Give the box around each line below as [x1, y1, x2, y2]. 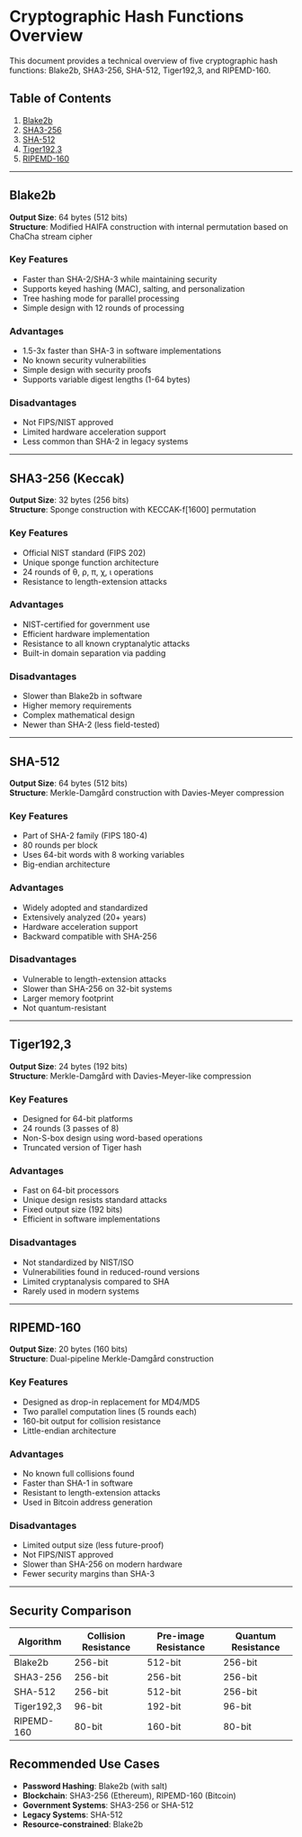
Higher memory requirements [22, 700, 132, 711]
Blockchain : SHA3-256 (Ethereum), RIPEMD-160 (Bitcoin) [22, 1790, 236, 1801]
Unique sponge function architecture [22, 557, 159, 568]
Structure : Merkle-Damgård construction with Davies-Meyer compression [9, 787, 285, 798]
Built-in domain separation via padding [22, 647, 166, 659]
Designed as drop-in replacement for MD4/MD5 [22, 1396, 200, 1407]
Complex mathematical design [22, 710, 136, 721]
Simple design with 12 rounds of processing [22, 302, 185, 313]
